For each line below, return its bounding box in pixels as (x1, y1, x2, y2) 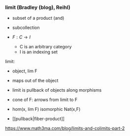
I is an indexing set (19, 49, 58, 55)
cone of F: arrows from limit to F (12, 97, 78, 102)
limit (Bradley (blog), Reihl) (5, 4, 70, 11)
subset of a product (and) (12, 15, 65, 21)
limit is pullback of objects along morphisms (12, 87, 102, 93)
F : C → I (12, 34, 31, 40)
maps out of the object (12, 78, 59, 84)
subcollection (12, 25, 40, 31)
